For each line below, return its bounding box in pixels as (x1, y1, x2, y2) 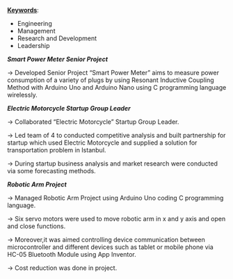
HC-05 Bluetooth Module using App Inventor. (7, 250, 137, 258)
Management (17, 27, 56, 35)
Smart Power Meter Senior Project (7, 55, 109, 63)
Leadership (17, 42, 50, 49)
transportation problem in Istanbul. (7, 146, 106, 154)
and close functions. (7, 222, 66, 230)
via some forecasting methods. (7, 167, 96, 175)
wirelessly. (7, 90, 38, 99)
